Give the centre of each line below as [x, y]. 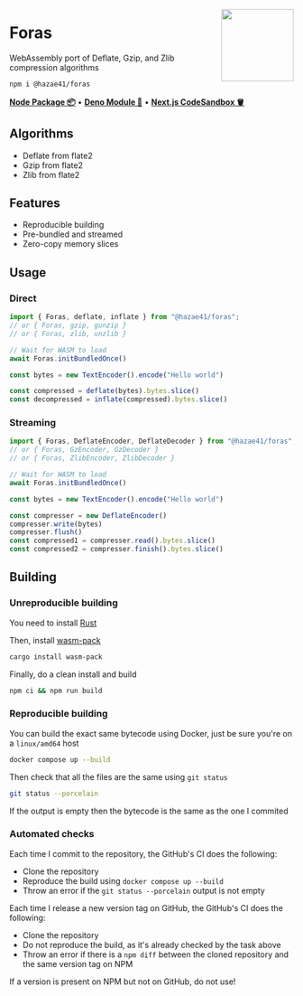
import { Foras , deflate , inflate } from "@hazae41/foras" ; [125, 317]
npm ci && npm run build [56, 691]
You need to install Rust [53, 623]
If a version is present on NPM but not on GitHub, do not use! [123, 982]
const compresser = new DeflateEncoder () [88, 515]
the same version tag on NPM [78, 963]
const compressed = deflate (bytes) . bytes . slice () [105, 391]
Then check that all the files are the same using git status [119, 776]
